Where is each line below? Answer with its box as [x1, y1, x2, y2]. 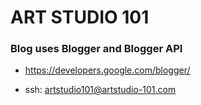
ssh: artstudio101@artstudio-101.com [24, 84, 177, 96]
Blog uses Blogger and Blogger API [10, 42, 183, 56]
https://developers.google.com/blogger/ [24, 64, 191, 76]
